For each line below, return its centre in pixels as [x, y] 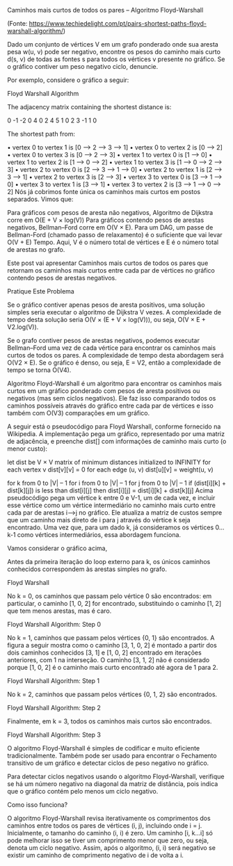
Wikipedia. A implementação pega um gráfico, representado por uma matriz [116, 434]
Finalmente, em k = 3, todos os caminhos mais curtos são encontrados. [110, 721]
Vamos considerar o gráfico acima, [57, 548]
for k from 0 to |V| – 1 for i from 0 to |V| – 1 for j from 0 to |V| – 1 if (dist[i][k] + [117, 483]
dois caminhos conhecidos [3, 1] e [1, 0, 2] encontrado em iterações [104, 652]
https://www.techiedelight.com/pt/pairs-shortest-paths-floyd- [118, 23]
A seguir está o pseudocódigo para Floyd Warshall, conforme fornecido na [114, 426]
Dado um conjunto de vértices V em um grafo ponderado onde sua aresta [113, 44]
